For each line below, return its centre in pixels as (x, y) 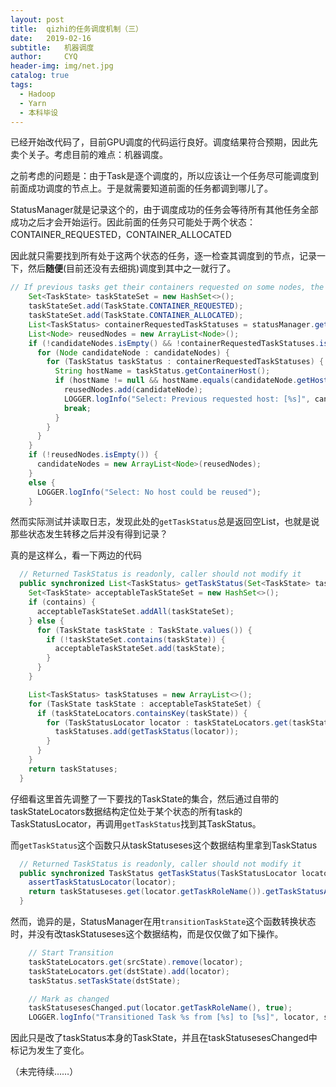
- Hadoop (37, 94)
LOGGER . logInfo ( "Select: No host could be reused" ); (149, 492)
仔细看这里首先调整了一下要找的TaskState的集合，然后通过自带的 (145, 798)
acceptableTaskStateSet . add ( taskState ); (140, 649)
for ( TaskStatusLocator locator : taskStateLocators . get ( (169, 722)
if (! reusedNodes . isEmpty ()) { (93, 455)
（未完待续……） (44, 1072)
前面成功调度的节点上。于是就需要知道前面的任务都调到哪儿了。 (141, 188)
